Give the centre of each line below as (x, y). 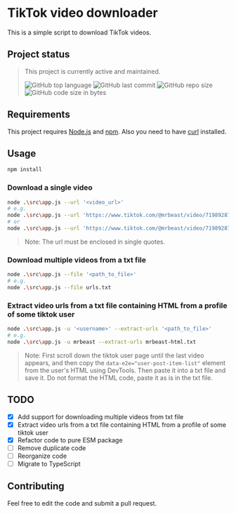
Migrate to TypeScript (49, 463)
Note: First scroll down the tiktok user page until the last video (114, 355)
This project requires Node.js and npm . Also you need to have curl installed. (117, 131)
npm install (25, 170)
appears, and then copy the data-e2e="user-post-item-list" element (125, 362)
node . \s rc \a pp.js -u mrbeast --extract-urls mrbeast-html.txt (102, 342)
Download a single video (50, 187)
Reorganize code (42, 456)
